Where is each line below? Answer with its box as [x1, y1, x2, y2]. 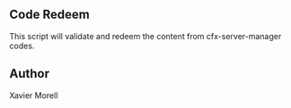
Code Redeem [9, 7, 90, 22]
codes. [9, 40, 35, 51]
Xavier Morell [9, 89, 58, 101]
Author [9, 66, 49, 81]
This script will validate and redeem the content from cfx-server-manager [9, 30, 282, 41]
